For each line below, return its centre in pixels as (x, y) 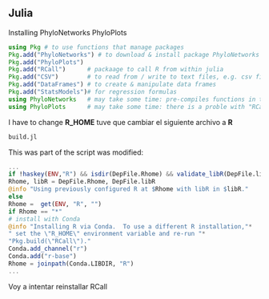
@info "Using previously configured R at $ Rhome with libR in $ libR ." (128, 189)
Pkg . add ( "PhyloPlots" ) (46, 62)
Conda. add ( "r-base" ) (43, 257)
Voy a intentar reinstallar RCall (58, 286)
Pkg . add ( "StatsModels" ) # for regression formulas (93, 92)
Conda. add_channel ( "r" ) (48, 249)
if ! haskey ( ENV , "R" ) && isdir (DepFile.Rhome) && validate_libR (116, 174)
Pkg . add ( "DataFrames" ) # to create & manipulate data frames (112, 85)
